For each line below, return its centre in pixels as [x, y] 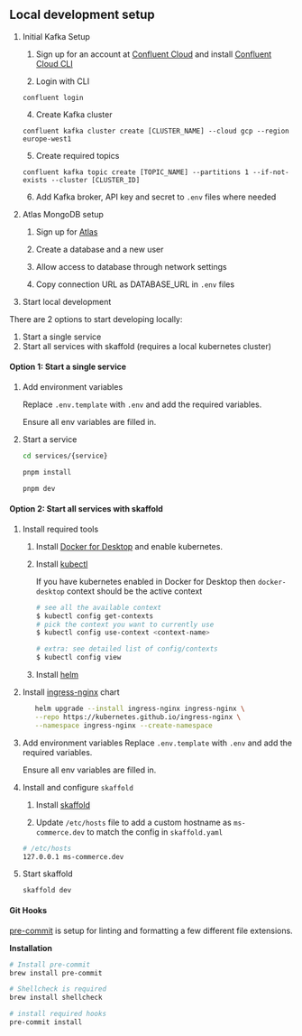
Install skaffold [63, 805]
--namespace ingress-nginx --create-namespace [124, 726]
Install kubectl [62, 564]
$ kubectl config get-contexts [95, 616]
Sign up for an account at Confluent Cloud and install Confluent [154, 54]
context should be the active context [134, 591]
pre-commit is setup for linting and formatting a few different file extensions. [151, 930]
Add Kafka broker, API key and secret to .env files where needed [156, 197]
